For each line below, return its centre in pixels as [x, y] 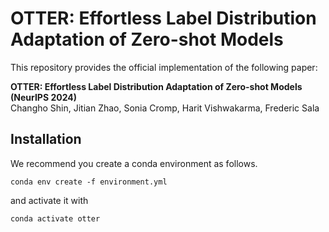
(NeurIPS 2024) [44, 97]
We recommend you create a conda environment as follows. [134, 163]
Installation [46, 139]
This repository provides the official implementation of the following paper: [164, 67]
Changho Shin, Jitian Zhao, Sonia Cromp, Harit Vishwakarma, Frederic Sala [165, 108]
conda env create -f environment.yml [89, 182]
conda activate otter [55, 218]
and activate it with [49, 200]
